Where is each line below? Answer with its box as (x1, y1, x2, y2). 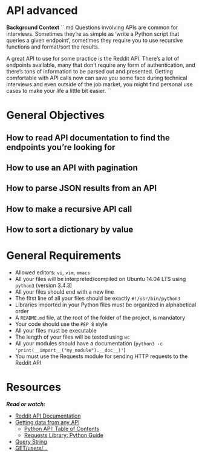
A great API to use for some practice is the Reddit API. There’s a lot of (6, 55, 180, 62)
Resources (6, 381, 62, 394)
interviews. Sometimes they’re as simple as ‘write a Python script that (6, 30, 180, 37)
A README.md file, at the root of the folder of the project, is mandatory (15, 314, 186, 322)
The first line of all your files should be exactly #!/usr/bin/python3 (15, 295, 181, 302)
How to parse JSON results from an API (6, 183, 157, 194)
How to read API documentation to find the (6, 132, 171, 143)
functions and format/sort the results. (6, 43, 100, 50)
